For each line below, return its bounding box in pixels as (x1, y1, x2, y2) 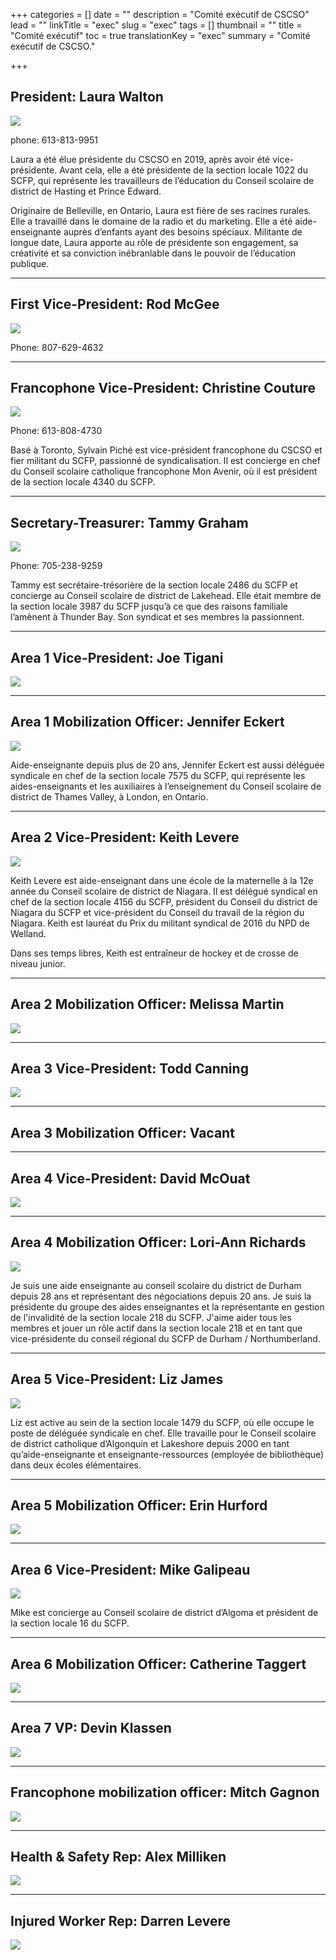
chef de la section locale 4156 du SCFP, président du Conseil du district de (10, 895, 318, 908)
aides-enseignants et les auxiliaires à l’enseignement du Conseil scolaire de (10, 780, 322, 792)
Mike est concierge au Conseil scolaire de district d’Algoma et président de (10, 1607, 319, 1619)
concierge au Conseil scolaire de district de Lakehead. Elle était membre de (10, 590, 322, 602)
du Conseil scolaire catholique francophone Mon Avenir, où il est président (10, 465, 318, 478)
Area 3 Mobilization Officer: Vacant (10, 1124, 235, 1141)
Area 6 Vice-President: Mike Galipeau (10, 1561, 251, 1578)
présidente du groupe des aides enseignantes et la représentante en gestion (10, 1300, 325, 1313)
